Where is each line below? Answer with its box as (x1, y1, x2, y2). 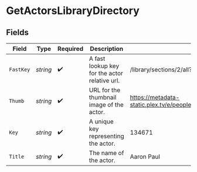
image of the (89, 101, 124, 109)
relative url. (89, 77, 120, 84)
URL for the (89, 86, 121, 94)
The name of (89, 149, 124, 157)
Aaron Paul (130, 153, 160, 160)
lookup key (89, 62, 120, 70)
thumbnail (89, 94, 117, 101)
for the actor (89, 69, 123, 77)
